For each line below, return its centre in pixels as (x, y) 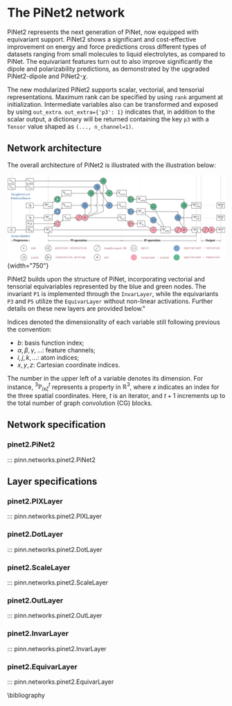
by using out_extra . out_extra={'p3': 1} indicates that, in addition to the (111, 112)
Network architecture (55, 148)
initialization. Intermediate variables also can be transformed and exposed (113, 104)
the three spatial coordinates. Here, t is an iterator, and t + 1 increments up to (116, 396)
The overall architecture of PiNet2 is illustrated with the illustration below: (111, 165)
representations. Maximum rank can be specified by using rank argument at (115, 97)
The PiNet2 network (66, 13)
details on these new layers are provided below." (76, 308)
